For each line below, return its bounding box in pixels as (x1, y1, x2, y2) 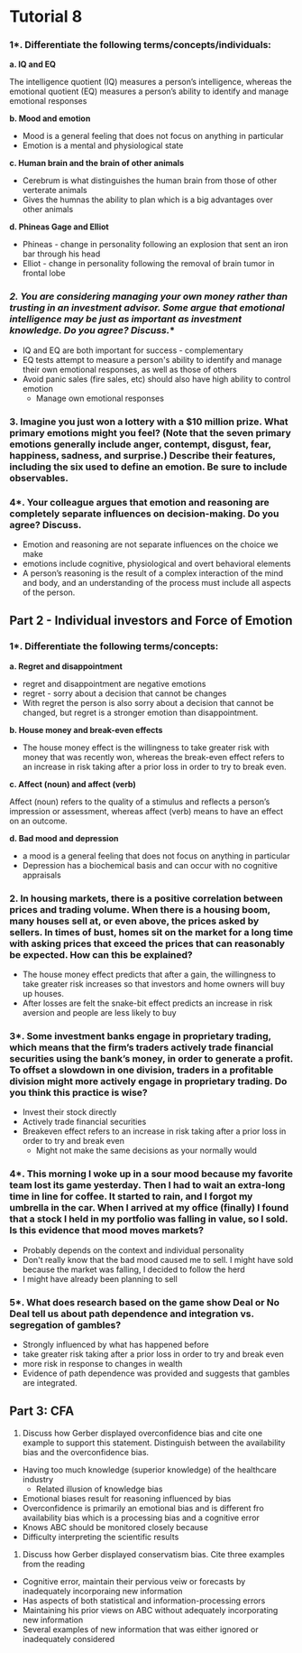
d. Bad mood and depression (9, 832, 119, 843)
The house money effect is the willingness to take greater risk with (22, 742, 270, 753)
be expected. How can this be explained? (9, 948, 193, 961)
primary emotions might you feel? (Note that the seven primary (9, 426, 291, 439)
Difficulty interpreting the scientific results (22, 1531, 179, 1542)
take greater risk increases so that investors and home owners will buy (22, 978, 286, 989)
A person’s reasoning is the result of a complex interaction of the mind (22, 568, 284, 579)
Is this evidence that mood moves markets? (9, 1224, 205, 1237)
